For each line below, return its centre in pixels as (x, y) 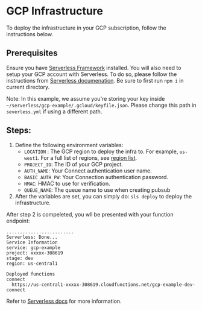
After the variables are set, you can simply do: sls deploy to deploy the (103, 196)
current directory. (28, 87)
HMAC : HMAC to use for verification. (67, 183)
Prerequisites (32, 53)
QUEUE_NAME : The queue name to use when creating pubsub (97, 190)
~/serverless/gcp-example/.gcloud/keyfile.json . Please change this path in (101, 105)
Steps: (19, 131)
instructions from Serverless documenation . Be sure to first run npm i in (95, 80)
